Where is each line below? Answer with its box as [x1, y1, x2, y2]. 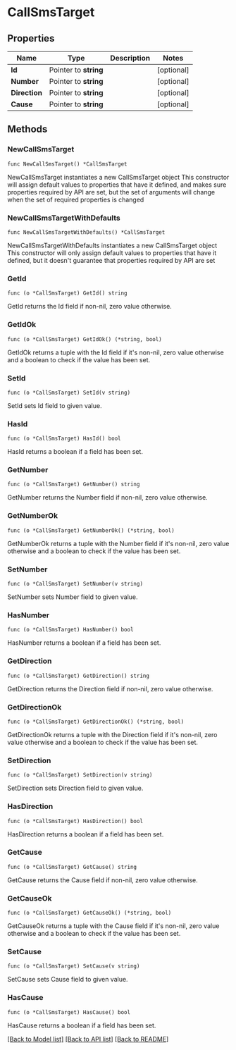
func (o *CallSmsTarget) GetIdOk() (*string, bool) [7, 335, 162, 342]
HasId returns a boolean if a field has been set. [7, 447, 143, 456]
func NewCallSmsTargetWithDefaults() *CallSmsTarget [7, 228, 166, 236]
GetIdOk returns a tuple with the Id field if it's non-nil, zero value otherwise [7, 348, 224, 357]
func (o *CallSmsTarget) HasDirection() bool [7, 817, 143, 824]
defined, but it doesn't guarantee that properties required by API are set [7, 256, 216, 264]
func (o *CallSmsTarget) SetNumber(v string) [7, 581, 143, 588]
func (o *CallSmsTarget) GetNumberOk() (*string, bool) [7, 526, 175, 534]
